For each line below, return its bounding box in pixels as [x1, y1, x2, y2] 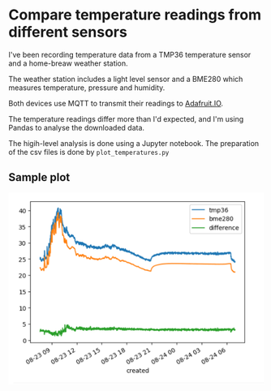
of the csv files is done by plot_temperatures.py [8, 147, 170, 157]
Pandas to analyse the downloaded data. [8, 122, 144, 132]
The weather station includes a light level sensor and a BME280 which [8, 74, 243, 84]
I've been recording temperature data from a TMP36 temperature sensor [8, 49, 252, 59]
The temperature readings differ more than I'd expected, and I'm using [8, 114, 244, 123]
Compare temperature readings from [8, 6, 262, 24]
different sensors [8, 23, 127, 41]
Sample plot [8, 170, 71, 184]
